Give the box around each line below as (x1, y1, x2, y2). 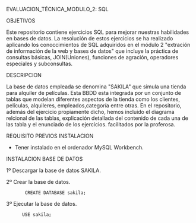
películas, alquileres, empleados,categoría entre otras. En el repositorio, (6, 102, 182, 109)
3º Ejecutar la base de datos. (6, 200, 77, 207)
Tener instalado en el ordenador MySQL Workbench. (14, 144, 144, 151)
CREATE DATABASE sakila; (24, 190, 86, 196)
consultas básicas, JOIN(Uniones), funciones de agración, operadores (6, 54, 179, 60)
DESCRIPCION (6, 72, 42, 78)
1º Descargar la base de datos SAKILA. (6, 167, 101, 174)
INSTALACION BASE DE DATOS (6, 155, 83, 163)
